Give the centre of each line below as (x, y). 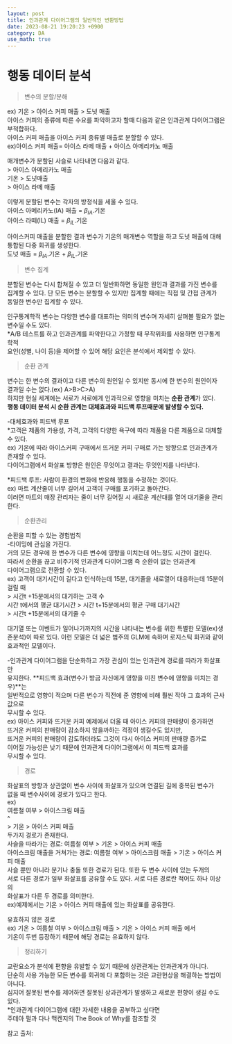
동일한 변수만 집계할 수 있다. (45, 302)
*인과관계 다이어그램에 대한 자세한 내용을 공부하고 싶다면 (84, 1010)
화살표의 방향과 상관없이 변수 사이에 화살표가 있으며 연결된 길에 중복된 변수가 (111, 785)
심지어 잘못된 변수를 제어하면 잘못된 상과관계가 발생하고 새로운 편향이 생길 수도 (114, 993)
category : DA (26, 33)
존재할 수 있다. (27, 457)
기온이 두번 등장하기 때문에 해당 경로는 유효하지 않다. (78, 937)
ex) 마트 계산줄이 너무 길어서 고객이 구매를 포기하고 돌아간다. (89, 489)
